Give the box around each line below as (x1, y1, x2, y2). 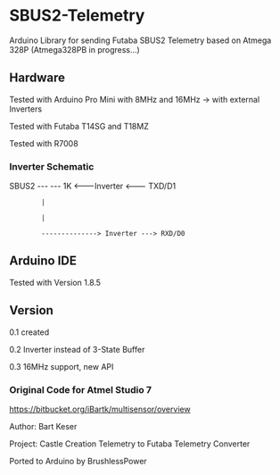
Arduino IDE (9, 254, 78, 269)
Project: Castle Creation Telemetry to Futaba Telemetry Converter (9, 438, 251, 449)
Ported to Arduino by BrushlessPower (9, 455, 147, 466)
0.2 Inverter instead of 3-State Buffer (9, 344, 145, 354)
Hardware (9, 71, 65, 86)
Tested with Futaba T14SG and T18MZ (9, 121, 149, 131)
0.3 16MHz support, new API (9, 361, 114, 371)
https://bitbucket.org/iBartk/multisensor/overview (9, 404, 191, 414)
